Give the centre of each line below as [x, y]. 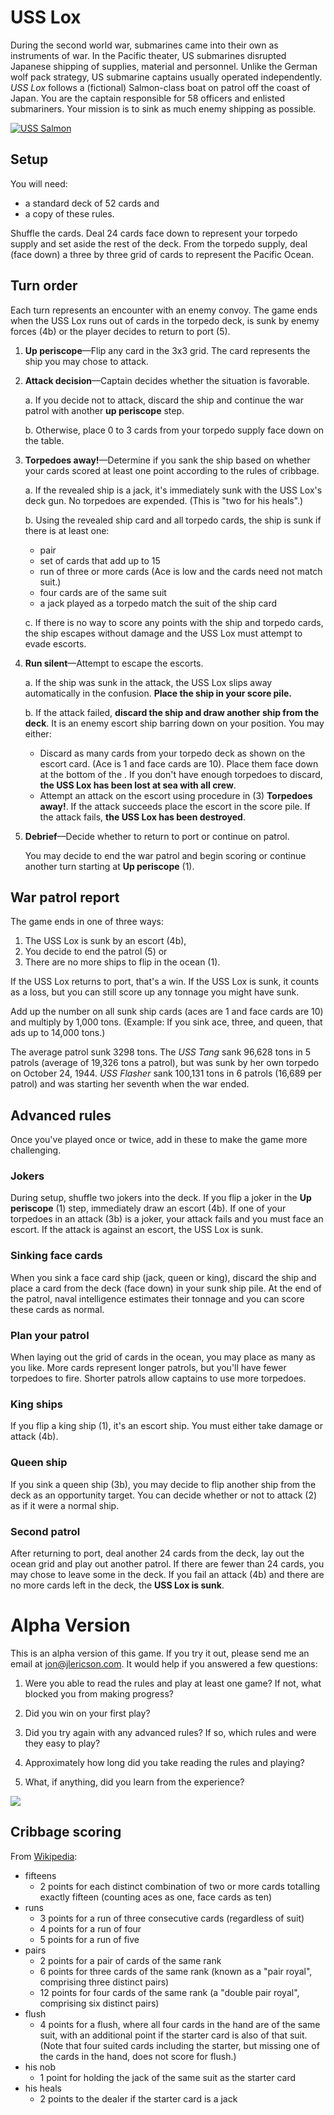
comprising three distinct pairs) [104, 1982]
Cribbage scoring [66, 1832]
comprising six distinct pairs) [99, 2003]
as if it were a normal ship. [65, 1505]
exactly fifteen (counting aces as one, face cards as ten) [156, 1897]
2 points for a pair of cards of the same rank [130, 1960]
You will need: [39, 183]
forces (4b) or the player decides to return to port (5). [120, 331]
